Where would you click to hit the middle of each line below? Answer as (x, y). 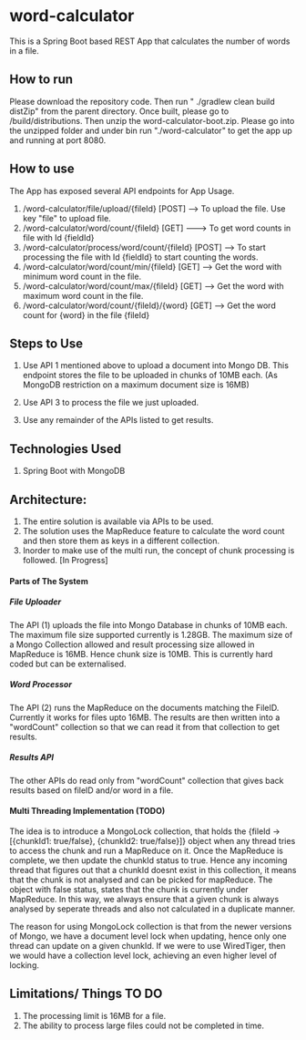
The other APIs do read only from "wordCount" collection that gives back (147, 780)
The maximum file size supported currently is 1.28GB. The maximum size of (151, 634)
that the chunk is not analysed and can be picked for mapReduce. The (141, 880)
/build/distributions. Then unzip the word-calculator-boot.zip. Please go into (152, 120)
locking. (24, 965)
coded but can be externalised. (68, 664)
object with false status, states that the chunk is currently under (129, 889)
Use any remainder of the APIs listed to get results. (118, 420)
